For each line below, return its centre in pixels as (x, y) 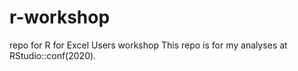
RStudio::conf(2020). (53, 55)
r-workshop (60, 17)
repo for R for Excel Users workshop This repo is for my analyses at (148, 45)
